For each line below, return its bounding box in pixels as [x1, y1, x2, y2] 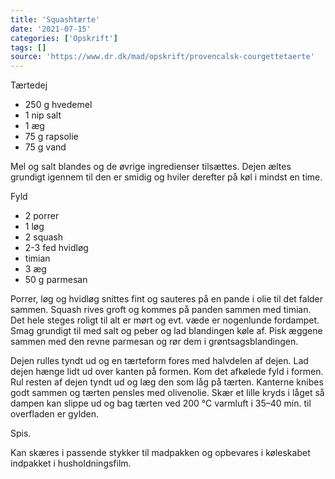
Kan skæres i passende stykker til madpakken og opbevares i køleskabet [10, 447, 311, 459]
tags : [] [10, 42, 47, 53]
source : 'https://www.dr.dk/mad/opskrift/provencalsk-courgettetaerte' [10, 52, 315, 62]
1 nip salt [24, 109, 62, 121]
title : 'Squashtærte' [10, 14, 101, 25]
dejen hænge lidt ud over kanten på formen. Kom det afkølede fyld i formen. [10, 366, 324, 378]
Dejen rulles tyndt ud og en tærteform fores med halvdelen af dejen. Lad [10, 355, 309, 367]
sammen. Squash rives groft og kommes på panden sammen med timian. [10, 304, 312, 316]
